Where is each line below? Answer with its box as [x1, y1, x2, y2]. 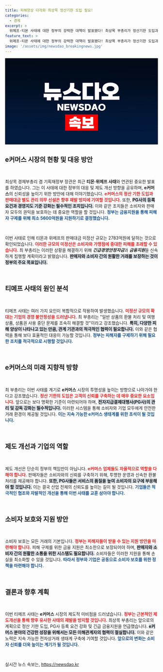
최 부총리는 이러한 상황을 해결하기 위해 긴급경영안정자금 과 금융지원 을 [19, 247, 149, 253]
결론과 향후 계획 [5, 588, 49, 596]
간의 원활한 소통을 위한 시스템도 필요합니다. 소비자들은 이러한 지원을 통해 [14, 551, 150, 556]
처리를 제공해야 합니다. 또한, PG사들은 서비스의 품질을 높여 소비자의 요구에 [5, 478, 145, 484]
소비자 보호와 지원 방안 [5, 515, 69, 523]
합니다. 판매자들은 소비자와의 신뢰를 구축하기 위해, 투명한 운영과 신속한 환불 [14, 472, 157, 477]
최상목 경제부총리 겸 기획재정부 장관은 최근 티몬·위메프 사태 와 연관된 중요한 [5, 178, 147, 185]
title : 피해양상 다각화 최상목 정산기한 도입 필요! [5, 8, 93, 13]
